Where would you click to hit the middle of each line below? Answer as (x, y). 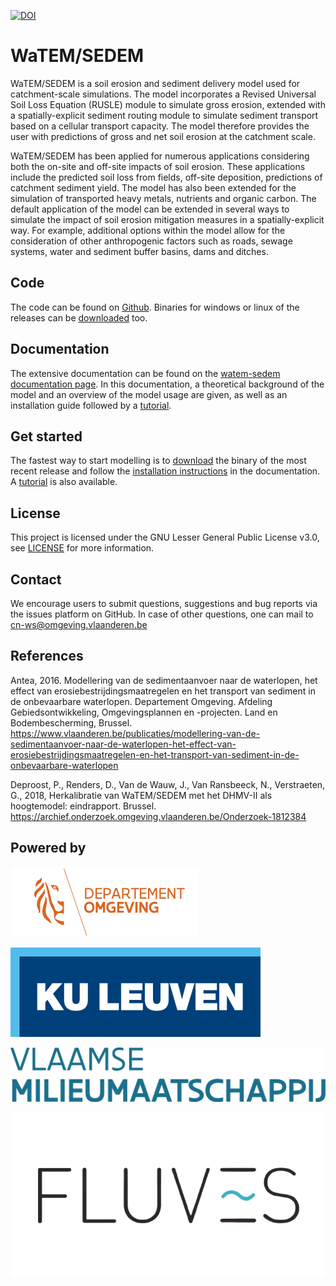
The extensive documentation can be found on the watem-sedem (145, 373)
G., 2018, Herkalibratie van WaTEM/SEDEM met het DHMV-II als (141, 795)
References (47, 656)
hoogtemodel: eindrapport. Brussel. (83, 806)
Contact (36, 579)
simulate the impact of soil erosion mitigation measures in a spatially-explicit (167, 219)
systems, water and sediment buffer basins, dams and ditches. (139, 251)
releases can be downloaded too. (79, 317)
